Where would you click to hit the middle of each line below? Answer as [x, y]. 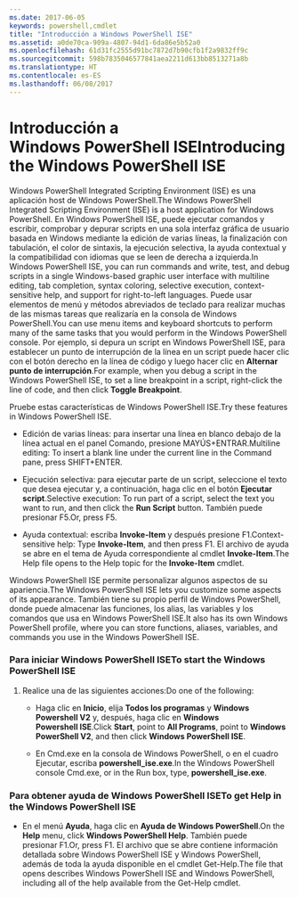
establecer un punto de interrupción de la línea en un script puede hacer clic [149, 351]
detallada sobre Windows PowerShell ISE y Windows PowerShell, [141, 855]
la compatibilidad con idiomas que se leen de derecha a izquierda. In [134, 257]
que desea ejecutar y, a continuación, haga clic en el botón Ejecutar [147, 489]
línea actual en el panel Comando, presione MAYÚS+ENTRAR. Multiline [151, 443]
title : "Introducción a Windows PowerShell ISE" [101, 34]
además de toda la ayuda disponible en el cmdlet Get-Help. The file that [153, 864]
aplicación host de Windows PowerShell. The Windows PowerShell [130, 200]
